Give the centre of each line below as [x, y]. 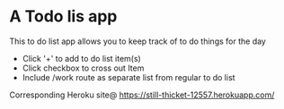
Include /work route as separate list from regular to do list [129, 77]
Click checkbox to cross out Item [83, 68]
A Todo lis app [63, 17]
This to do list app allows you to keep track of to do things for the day [138, 41]
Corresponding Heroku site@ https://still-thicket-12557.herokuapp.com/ [142, 95]
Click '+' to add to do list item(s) [81, 58]
